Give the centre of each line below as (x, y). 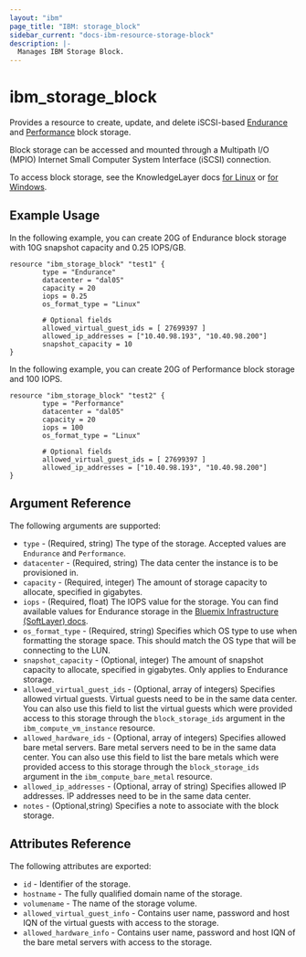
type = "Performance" (84, 403)
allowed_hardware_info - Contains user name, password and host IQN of (159, 932)
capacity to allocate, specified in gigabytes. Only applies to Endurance (155, 669)
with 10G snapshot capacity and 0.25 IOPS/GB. (98, 247)
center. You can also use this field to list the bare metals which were (151, 757)
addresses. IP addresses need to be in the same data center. (137, 795)
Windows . (28, 187)
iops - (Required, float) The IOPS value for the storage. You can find (150, 601)
